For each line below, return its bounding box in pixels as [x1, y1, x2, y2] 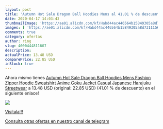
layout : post [5, 7, 32, 12]
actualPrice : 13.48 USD [5, 52, 53, 57]
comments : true [5, 30, 36, 35]
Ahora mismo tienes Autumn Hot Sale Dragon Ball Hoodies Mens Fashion [5, 75, 151, 81]
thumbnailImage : [5, 20, 38, 26]
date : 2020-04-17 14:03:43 [5, 16, 60, 21]
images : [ [5, 25, 25, 30]
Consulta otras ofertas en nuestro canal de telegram [5, 118, 110, 124]
